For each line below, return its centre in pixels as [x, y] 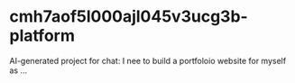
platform [42, 36]
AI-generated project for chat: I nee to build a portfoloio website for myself [148, 60]
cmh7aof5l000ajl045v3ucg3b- [129, 17]
